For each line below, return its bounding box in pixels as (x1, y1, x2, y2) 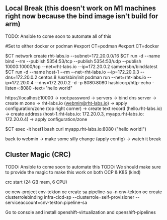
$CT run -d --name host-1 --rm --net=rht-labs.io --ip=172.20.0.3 (5, 69, 139, 75)
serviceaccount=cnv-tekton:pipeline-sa (5, 199, 88, 205)
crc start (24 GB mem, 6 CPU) (5, 179, 67, 185)
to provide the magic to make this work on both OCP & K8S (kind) (5, 169, 141, 175)
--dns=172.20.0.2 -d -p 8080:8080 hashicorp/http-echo (34, 79, 151, 85)
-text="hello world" (32, 85, 73, 91)
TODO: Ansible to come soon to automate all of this (5, 33, 112, 39)
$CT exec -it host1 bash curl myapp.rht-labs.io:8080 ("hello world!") (5, 126, 147, 132)
